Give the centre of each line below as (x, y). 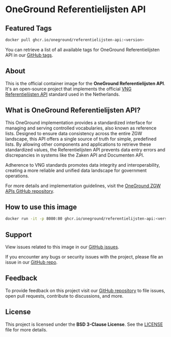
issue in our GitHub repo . (31, 262)
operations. (17, 176)
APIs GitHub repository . (30, 191)
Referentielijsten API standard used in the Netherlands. (63, 94)
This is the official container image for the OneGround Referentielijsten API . (85, 83)
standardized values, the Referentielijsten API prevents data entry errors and (85, 149)
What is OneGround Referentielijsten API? (73, 110)
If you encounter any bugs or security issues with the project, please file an (84, 257)
